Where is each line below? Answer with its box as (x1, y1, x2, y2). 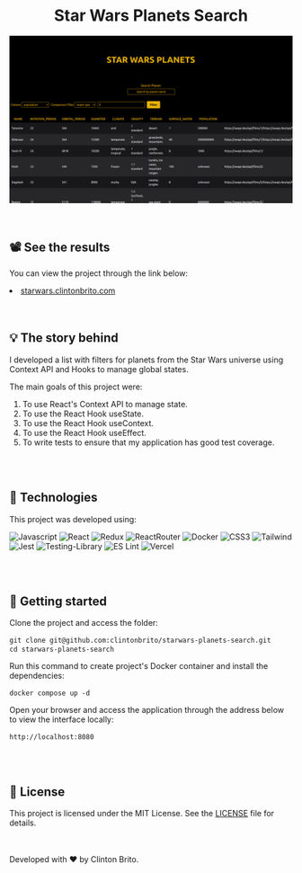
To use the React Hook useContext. (22, 417, 155, 428)
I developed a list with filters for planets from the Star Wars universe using (9, 354, 284, 365)
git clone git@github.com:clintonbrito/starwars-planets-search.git (9, 636, 271, 646)
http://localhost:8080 (9, 733, 94, 742)
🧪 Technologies (9, 490, 98, 505)
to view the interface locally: (9, 714, 114, 725)
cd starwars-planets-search (9, 645, 115, 655)
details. (9, 817, 37, 828)
